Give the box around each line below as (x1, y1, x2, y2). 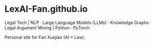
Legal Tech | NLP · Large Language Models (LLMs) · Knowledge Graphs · (4, 20, 152, 25)
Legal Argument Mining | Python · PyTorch (4, 24, 90, 30)
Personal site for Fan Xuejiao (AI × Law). (4, 34, 86, 40)
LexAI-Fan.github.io (4, 3, 88, 15)
